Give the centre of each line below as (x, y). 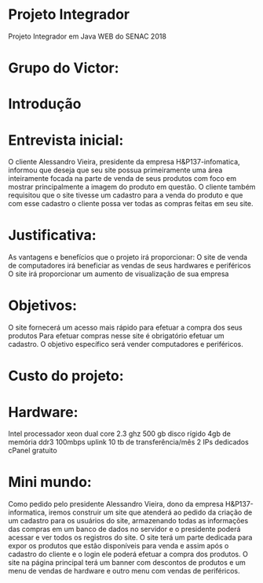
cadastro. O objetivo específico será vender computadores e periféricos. (126, 345)
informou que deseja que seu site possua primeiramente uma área (115, 170)
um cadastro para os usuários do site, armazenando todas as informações (128, 521)
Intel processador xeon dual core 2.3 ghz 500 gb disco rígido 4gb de (120, 434)
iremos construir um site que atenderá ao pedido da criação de (150, 512)
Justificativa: (52, 236)
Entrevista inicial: (66, 140)
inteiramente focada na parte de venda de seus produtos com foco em (122, 179)
